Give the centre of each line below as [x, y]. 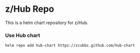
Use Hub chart [23, 35]
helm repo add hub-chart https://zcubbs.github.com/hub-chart [70, 46]
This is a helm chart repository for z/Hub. [47, 23]
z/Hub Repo [30, 9]
